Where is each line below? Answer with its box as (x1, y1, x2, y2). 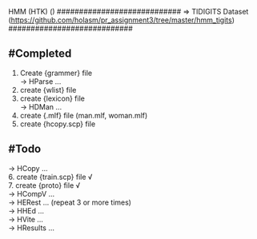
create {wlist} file (19, 85, 77, 94)
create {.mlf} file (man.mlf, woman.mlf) (19, 110, 148, 120)
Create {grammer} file (19, 68, 93, 78)
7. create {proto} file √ (8, 180, 81, 190)
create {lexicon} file (19, 94, 86, 103)
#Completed (8, 47, 72, 61)
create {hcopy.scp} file (19, 119, 96, 129)
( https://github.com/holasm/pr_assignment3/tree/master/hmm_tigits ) (8, 15, 235, 25)
